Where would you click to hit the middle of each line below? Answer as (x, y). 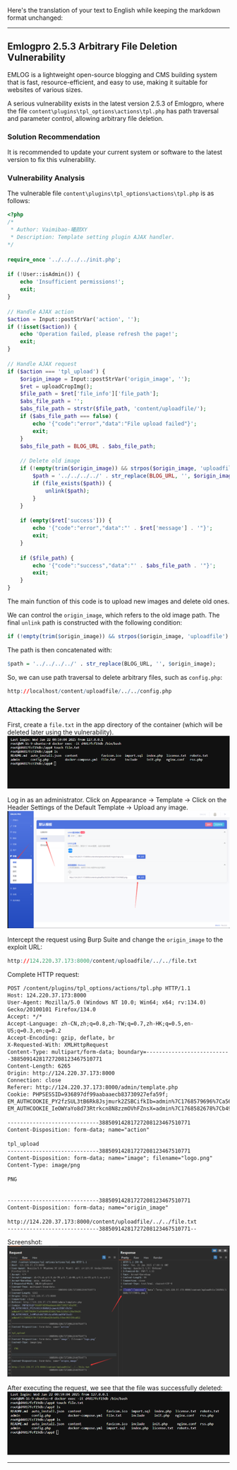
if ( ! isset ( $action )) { (42, 327)
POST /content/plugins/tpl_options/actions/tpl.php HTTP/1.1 (99, 989)
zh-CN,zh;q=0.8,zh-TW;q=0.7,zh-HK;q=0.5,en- (127, 1024)
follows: (19, 201)
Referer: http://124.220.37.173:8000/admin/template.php (93, 1088)
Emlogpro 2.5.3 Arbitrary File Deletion (92, 46)
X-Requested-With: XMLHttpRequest (58, 1045)
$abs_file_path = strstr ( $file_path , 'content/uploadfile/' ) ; (113, 409)
